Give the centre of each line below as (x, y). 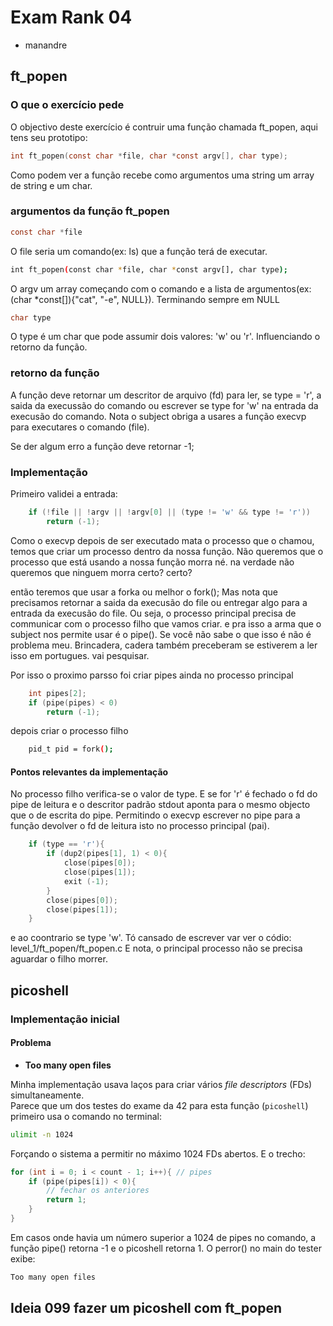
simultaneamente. (47, 1095)
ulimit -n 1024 (42, 1134)
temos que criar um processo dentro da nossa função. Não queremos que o (167, 551)
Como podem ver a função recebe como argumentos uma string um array (162, 175)
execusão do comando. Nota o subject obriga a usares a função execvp (158, 416)
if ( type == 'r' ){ (66, 844)
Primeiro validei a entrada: (64, 494)
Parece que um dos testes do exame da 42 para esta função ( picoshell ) (159, 1105)
